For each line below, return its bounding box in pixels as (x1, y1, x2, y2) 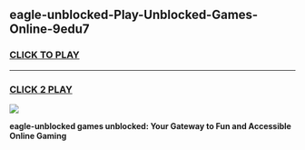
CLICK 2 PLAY (9, 83, 73, 95)
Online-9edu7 (9, 22, 90, 37)
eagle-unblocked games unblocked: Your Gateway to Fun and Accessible (9, 120, 292, 131)
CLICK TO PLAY (9, 49, 80, 62)
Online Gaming (9, 130, 67, 141)
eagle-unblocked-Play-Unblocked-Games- (9, 7, 259, 23)
